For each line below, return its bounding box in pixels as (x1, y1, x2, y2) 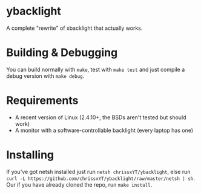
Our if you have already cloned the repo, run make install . (6, 181, 153, 188)
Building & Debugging (6, 46, 118, 60)
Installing (6, 148, 54, 162)
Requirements (6, 94, 79, 108)
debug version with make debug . (6, 72, 85, 80)
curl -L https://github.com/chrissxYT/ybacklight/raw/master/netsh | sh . (6, 175, 196, 182)
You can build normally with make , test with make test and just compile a (6, 66, 185, 73)
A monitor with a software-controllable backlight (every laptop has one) (15, 126, 194, 134)
